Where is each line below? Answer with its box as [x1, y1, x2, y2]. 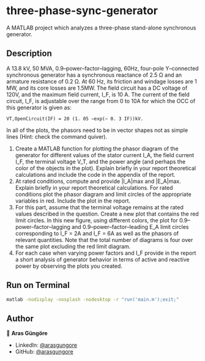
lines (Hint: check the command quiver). [6, 133, 108, 140]
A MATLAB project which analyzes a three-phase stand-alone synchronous [6, 24, 196, 31]
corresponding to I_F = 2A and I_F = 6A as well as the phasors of [15, 230, 179, 237]
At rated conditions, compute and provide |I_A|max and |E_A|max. [15, 177, 181, 185]
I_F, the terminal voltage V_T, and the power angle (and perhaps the [15, 158, 185, 165]
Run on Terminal [6, 280, 70, 290]
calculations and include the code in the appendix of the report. [15, 171, 176, 178]
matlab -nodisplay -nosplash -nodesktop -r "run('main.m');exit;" [6, 296, 179, 303]
